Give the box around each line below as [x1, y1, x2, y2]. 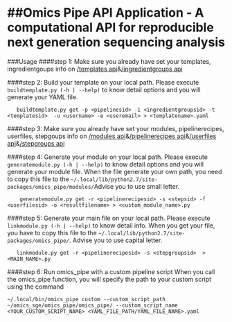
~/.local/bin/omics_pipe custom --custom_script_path [7, 296, 166, 303]
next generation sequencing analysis [7, 35, 225, 50]
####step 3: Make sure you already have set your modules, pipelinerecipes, [7, 124, 224, 133]
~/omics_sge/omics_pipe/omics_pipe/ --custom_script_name [7, 302, 178, 309]
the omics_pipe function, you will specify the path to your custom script [7, 275, 212, 283]
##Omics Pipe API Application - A [7, 5, 204, 21]
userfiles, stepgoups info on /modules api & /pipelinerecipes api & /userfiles [7, 132, 217, 140]
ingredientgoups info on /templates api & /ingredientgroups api [7, 65, 183, 73]
